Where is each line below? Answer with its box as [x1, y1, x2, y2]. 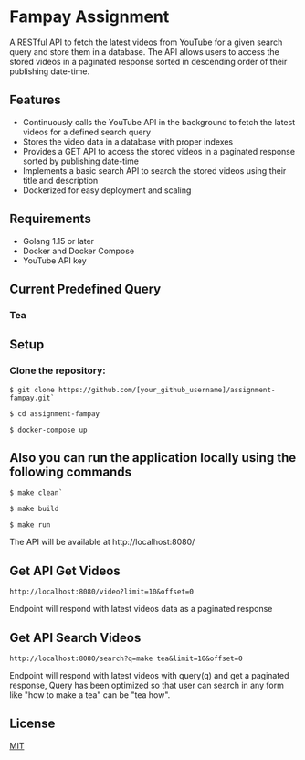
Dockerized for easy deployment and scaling [22, 185, 192, 196]
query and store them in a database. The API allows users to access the [9, 46, 280, 57]
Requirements [9, 211, 91, 227]
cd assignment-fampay [17, 409, 100, 418]
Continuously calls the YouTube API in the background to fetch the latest [22, 116, 295, 127]
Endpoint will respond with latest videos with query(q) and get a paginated [9, 670, 289, 680]
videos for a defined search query [22, 126, 152, 137]
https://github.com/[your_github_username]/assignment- [58, 385, 276, 394]
